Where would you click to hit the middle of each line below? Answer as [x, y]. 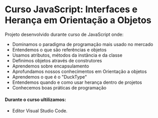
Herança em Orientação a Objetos [78, 20]
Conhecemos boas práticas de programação [59, 87]
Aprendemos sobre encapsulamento [51, 66]
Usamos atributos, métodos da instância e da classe [67, 55]
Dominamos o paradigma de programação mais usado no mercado [83, 44]
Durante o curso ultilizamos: [36, 99]
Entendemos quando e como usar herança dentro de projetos [77, 82]
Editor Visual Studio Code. [40, 111]
